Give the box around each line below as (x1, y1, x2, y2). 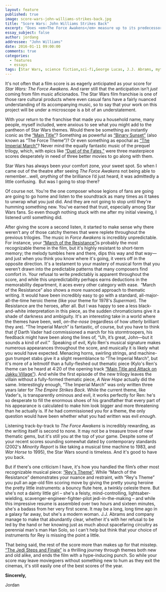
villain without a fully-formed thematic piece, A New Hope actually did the (5, 376, 155, 382)
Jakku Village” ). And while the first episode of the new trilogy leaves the (5, 371, 152, 377)
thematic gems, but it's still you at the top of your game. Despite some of (5, 433, 153, 439)
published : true (5, 12, 39, 17)
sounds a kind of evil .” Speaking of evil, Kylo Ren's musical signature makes (5, 340, 161, 345)
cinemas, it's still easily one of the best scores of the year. (5, 563, 124, 569)
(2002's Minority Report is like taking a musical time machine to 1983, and (5, 444, 156, 450)
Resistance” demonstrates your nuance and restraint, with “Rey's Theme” (5, 474, 155, 480)
